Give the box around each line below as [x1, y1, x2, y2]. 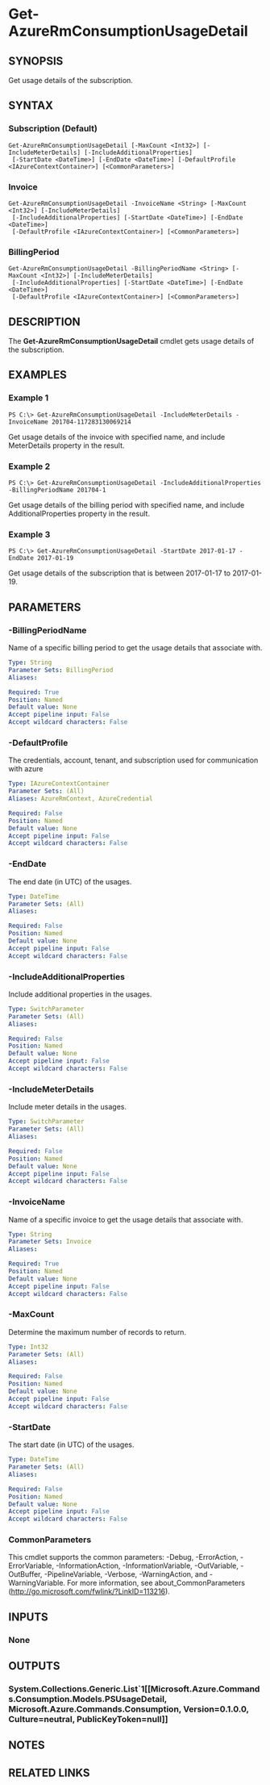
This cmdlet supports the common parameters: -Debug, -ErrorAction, [8, 1553, 239, 1562]
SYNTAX [8, 98, 54, 113]
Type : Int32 [8, 1343, 48, 1351]
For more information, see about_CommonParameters [67, 1578, 246, 1588]
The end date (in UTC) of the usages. [8, 876, 132, 886]
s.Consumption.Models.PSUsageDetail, [8, 1694, 168, 1705]
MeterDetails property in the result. [8, 441, 125, 450]
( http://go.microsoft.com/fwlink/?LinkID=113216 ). [8, 1586, 171, 1596]
